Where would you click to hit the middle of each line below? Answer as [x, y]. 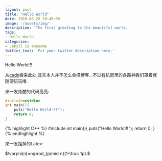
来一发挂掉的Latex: [24, 143]
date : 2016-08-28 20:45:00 [33, 19]
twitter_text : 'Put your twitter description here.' [60, 51]
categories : [17, 42]
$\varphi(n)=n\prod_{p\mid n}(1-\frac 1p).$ [48, 153]
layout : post [18, 10]
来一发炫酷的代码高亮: [27, 91]
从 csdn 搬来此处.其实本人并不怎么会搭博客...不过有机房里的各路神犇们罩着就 [81, 75]
